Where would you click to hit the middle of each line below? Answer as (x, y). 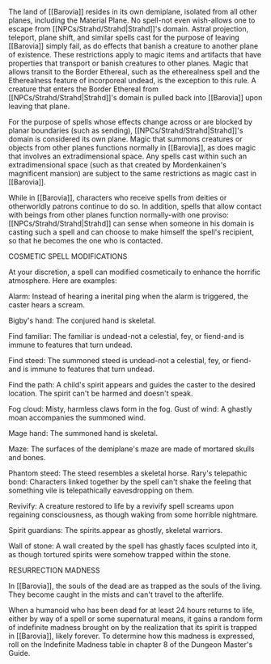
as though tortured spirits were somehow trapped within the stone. (120, 554)
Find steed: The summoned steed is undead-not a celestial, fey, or (119, 360)
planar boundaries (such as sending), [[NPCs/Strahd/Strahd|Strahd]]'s (126, 130)
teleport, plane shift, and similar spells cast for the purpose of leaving (124, 37)
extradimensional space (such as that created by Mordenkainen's (117, 165)
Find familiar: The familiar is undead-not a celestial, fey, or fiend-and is (126, 336)
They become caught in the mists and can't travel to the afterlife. (116, 594)
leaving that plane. (39, 106)
